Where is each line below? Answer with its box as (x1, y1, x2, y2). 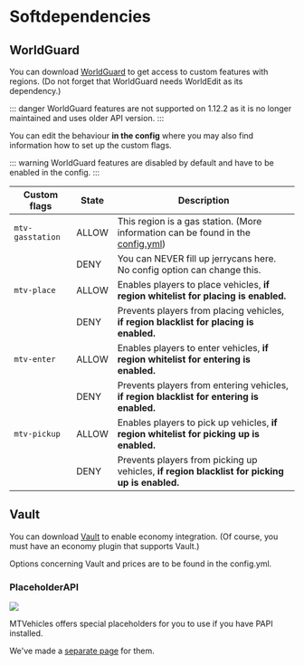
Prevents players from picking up (117, 454, 258, 466)
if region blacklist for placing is (117, 316, 255, 328)
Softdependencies (9, 6, 151, 27)
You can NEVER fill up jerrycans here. (117, 252, 277, 264)
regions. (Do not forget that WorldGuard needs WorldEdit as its (9, 76, 243, 87)
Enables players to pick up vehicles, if (117, 416, 278, 429)
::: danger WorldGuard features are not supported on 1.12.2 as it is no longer (9, 103, 292, 114)
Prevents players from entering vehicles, (117, 379, 290, 391)
